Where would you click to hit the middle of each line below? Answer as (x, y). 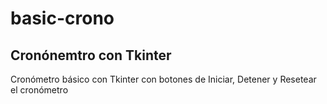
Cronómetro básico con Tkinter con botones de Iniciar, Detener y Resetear (163, 79)
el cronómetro (39, 90)
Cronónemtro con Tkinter (91, 55)
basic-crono (62, 18)
